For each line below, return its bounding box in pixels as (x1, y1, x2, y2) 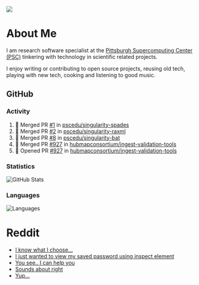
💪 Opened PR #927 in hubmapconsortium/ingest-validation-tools (15, 146, 177, 154)
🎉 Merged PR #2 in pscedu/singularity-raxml (15, 128, 126, 135)
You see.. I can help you (15, 259, 76, 267)
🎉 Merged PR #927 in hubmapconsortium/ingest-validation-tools (15, 140, 177, 148)
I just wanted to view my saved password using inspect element (15, 253, 174, 260)
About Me (6, 27, 57, 41)
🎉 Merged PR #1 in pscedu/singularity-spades (15, 121, 129, 128)
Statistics (6, 162, 35, 170)
